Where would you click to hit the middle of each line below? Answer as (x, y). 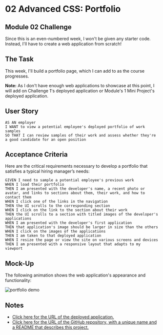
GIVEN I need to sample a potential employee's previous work (70, 180)
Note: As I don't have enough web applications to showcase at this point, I (80, 85)
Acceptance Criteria (36, 155)
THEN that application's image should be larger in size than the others (82, 227)
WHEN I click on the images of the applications (55, 232)
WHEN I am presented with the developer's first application (69, 223)
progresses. (17, 76)
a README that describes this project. (50, 327)
